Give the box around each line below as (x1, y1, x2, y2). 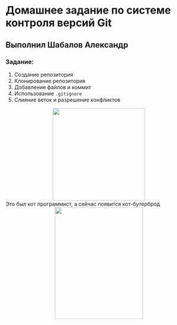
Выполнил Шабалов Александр (5, 40, 128, 50)
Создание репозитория (14, 71, 73, 78)
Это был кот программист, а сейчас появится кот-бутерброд (5, 200, 160, 208)
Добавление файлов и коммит (14, 84, 92, 91)
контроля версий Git (5, 16, 112, 30)
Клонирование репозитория (14, 77, 86, 84)
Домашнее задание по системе (5, 4, 171, 17)
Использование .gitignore (14, 90, 82, 97)
